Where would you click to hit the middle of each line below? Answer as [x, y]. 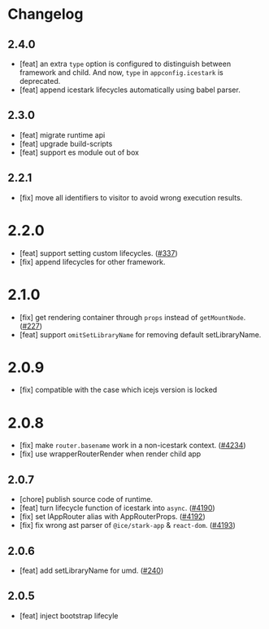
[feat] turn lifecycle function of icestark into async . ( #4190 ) [117, 508]
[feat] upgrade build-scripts [66, 143]
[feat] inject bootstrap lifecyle [69, 615]
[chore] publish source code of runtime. [86, 499]
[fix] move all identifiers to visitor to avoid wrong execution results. [131, 197]
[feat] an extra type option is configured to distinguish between [125, 64]
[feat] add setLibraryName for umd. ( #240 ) [91, 570]
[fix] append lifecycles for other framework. [92, 262]
